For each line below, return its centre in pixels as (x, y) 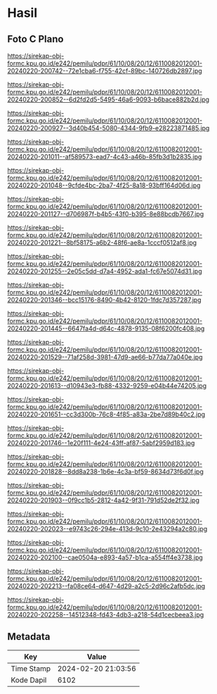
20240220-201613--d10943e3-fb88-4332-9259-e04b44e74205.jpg (107, 386)
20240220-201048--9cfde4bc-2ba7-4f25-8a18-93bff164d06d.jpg (104, 185)
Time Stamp (31, 669)
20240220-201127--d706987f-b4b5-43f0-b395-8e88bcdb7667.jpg (106, 214)
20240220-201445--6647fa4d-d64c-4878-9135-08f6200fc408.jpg (106, 328)
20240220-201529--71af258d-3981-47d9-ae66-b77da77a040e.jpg (105, 357)
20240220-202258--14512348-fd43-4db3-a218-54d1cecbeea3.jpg (106, 615)
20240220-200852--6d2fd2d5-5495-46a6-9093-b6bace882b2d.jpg (108, 99)
